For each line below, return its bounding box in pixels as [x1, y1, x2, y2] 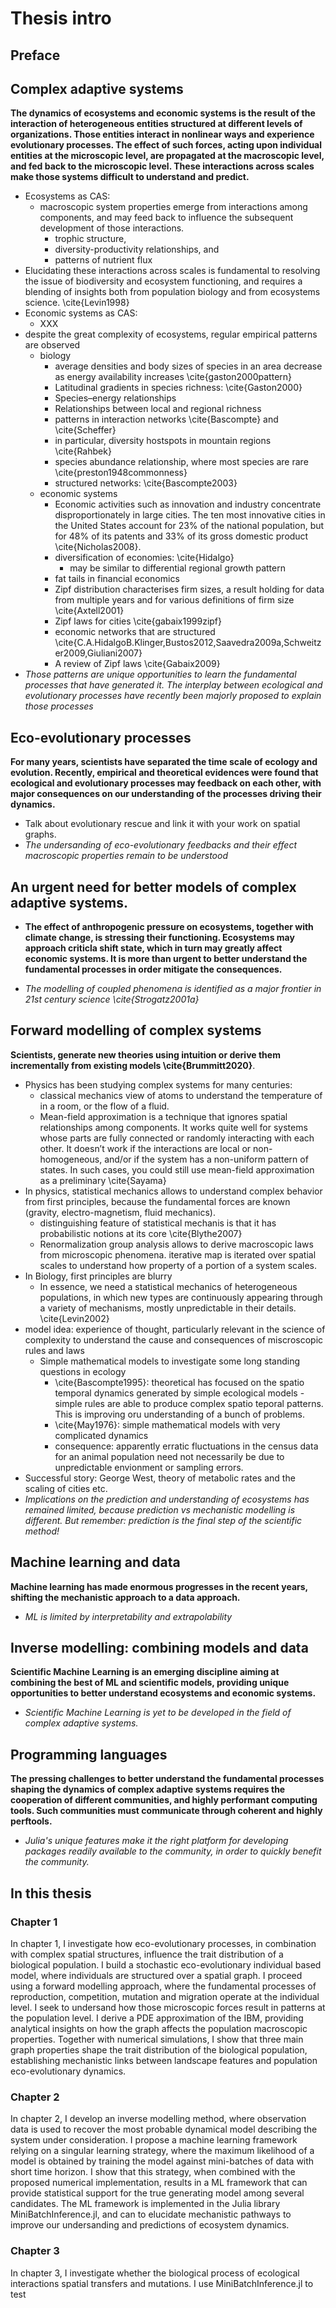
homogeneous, [39, 1153, 103, 1165]
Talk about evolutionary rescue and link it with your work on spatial [24, 818, 301, 830]
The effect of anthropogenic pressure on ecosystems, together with [24, 921, 314, 933]
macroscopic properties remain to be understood [24, 850, 228, 862]
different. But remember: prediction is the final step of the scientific [24, 1514, 303, 1526]
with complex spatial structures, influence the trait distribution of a [10, 1948, 284, 1960]
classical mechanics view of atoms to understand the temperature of [39, 1089, 323, 1101]
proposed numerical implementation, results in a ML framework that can [10, 2177, 308, 2189]
